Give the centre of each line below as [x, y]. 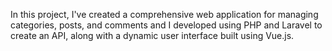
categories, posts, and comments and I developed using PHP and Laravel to [166, 25]
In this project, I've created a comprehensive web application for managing [164, 14]
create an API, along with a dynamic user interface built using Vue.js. [152, 35]
